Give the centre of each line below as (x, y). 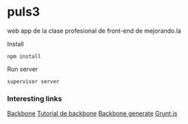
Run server (23, 69)
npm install (24, 56)
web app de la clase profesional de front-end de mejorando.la (94, 31)
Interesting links (35, 98)
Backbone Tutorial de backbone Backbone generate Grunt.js (92, 114)
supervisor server (33, 81)
